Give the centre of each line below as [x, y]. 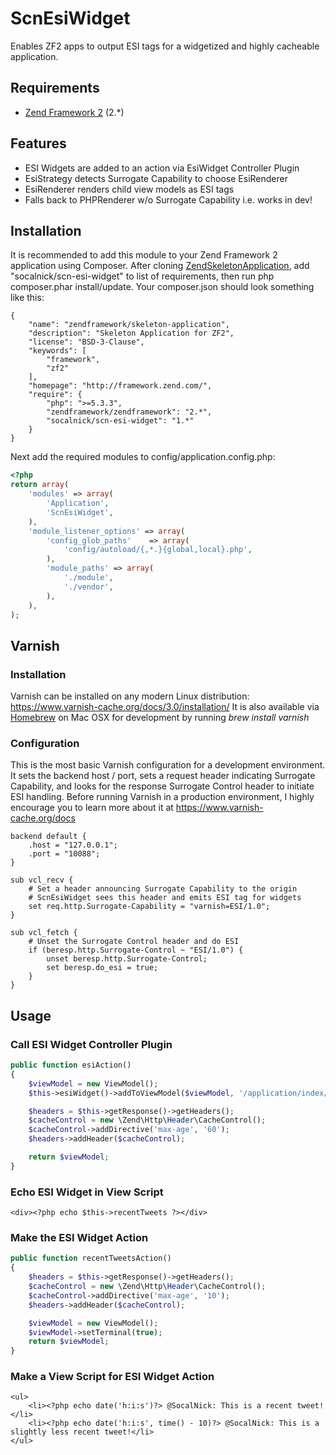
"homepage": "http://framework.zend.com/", [120, 386]
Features [38, 143]
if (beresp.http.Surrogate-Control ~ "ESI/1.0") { [136, 950]
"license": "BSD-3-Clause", [86, 342]
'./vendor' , [88, 587]
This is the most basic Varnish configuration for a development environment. [168, 765]
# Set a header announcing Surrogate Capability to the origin [163, 889]
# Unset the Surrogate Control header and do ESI [134, 942]
